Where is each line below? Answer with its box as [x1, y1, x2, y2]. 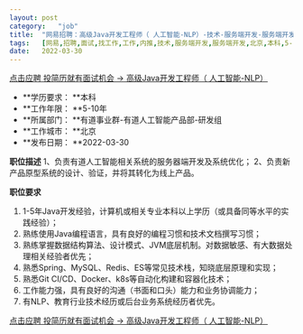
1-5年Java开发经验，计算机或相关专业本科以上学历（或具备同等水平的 [22, 206, 281, 217]
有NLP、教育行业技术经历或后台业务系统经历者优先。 [22, 296, 221, 307]
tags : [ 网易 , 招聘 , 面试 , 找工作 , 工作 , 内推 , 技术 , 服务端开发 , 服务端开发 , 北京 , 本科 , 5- [9, 38, 293, 48]
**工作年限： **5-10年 [22, 103, 108, 114]
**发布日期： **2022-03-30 [22, 137, 129, 148]
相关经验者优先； [30, 251, 95, 262]
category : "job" [9, 22, 78, 31]
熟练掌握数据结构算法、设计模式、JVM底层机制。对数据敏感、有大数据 [22, 240, 286, 251]
